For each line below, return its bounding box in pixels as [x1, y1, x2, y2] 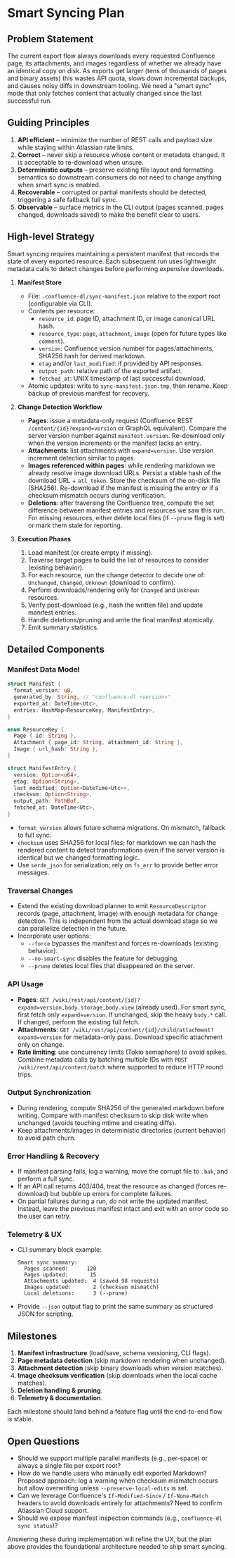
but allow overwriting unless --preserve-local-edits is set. [17, 1484, 189, 1493]
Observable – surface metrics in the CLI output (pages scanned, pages [17, 203, 224, 211]
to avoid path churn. [17, 1133, 76, 1142]
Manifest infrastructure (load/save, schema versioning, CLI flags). [17, 1349, 211, 1357]
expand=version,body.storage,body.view [17, 1004, 135, 1011]
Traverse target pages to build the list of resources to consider [27, 555, 209, 564]
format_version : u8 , [13, 687, 74, 694]
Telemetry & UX [7, 1230, 62, 1240]
